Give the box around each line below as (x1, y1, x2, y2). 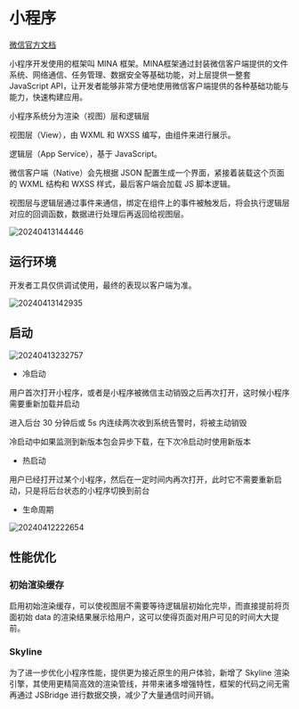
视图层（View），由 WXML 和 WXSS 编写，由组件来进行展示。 (9, 129, 236, 140)
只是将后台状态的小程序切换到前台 (24, 485, 149, 495)
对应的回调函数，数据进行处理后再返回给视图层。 (9, 208, 189, 219)
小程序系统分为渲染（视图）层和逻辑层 (9, 110, 149, 121)
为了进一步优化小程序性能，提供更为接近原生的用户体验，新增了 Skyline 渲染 (9, 667, 290, 678)
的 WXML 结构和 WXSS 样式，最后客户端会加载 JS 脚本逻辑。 (9, 178, 236, 189)
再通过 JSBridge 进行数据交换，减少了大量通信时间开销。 (9, 689, 220, 700)
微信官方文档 (9, 39, 56, 50)
